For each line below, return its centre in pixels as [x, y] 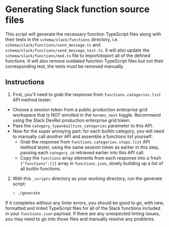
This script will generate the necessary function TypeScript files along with [83, 34]
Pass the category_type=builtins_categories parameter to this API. [83, 125]
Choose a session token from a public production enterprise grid [80, 109]
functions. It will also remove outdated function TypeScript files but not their [85, 61]
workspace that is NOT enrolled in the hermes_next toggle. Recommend [87, 115]
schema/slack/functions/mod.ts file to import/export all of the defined [78, 55]
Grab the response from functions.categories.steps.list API [85, 142]
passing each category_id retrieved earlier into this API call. [82, 152]
